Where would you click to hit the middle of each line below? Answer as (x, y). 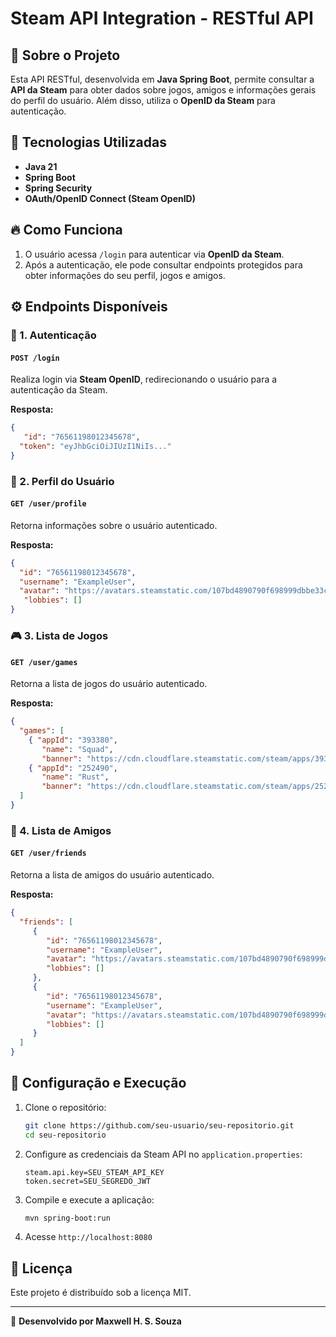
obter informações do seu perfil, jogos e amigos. (125, 275)
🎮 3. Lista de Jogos (59, 635)
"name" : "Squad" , (77, 749)
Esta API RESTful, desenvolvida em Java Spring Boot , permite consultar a (162, 79)
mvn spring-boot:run (67, 1218)
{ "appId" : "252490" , (73, 768)
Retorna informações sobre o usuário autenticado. (114, 525)
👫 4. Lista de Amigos (61, 830)
